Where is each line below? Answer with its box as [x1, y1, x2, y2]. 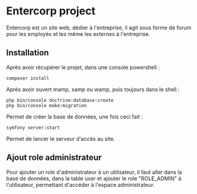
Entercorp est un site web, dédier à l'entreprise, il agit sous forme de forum [6, 24, 192, 31]
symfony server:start [6, 125, 60, 131]
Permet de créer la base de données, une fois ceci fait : [6, 113, 143, 120]
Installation [6, 48, 49, 58]
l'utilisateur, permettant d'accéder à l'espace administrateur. [6, 181, 154, 188]
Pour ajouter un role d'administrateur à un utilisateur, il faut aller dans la [6, 168, 183, 175]
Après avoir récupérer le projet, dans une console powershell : [6, 63, 160, 71]
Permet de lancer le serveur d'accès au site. [6, 135, 116, 142]
